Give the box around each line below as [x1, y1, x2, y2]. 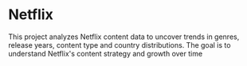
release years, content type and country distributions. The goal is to [8, 40, 231, 49]
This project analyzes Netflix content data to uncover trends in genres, [8, 32, 240, 41]
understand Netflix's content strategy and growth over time [8, 49, 203, 58]
